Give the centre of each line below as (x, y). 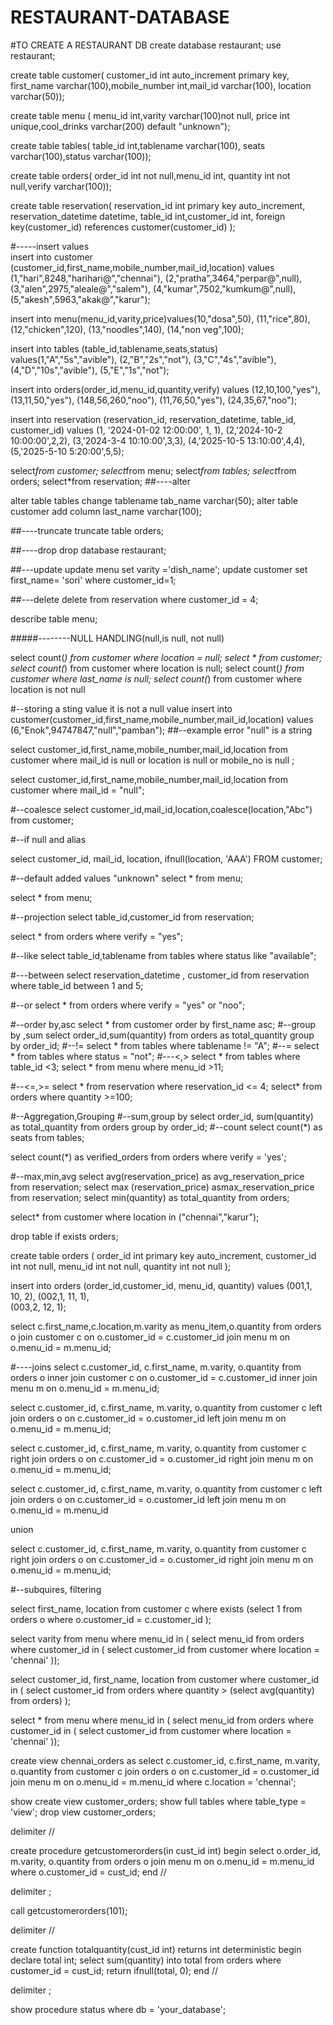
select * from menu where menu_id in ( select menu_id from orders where (162, 1720)
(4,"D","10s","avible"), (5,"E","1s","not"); (90, 370)
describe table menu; (54, 618)
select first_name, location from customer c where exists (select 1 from (156, 1608)
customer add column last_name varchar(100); (106, 511)
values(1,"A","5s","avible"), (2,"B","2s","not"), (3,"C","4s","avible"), (143, 359)
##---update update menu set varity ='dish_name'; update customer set (159, 569)
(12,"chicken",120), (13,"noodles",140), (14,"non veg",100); (127, 329)
